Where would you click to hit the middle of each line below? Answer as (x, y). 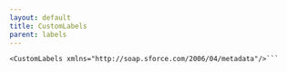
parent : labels (38, 34)
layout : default (40, 18)
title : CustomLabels (49, 26)
